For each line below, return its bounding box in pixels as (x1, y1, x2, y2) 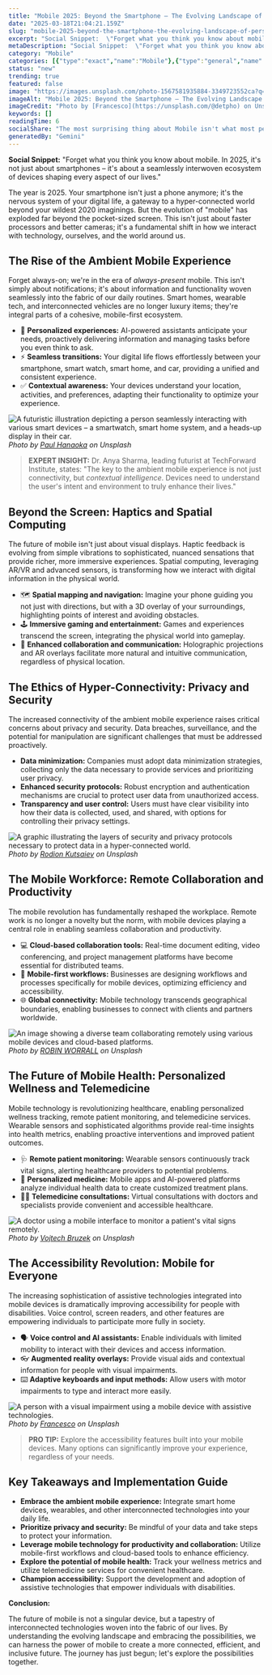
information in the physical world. (8, 574, 120, 583)
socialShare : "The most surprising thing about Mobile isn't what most (8, 125, 255, 133)
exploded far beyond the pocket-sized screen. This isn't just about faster (8, 213, 252, 223)
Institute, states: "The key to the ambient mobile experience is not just (28, 464, 261, 474)
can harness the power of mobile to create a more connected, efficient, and (8, 1640, 261, 1650)
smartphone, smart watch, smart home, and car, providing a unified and (19, 364, 260, 374)
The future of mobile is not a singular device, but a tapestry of (8, 1614, 215, 1624)
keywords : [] (8, 110, 53, 118)
